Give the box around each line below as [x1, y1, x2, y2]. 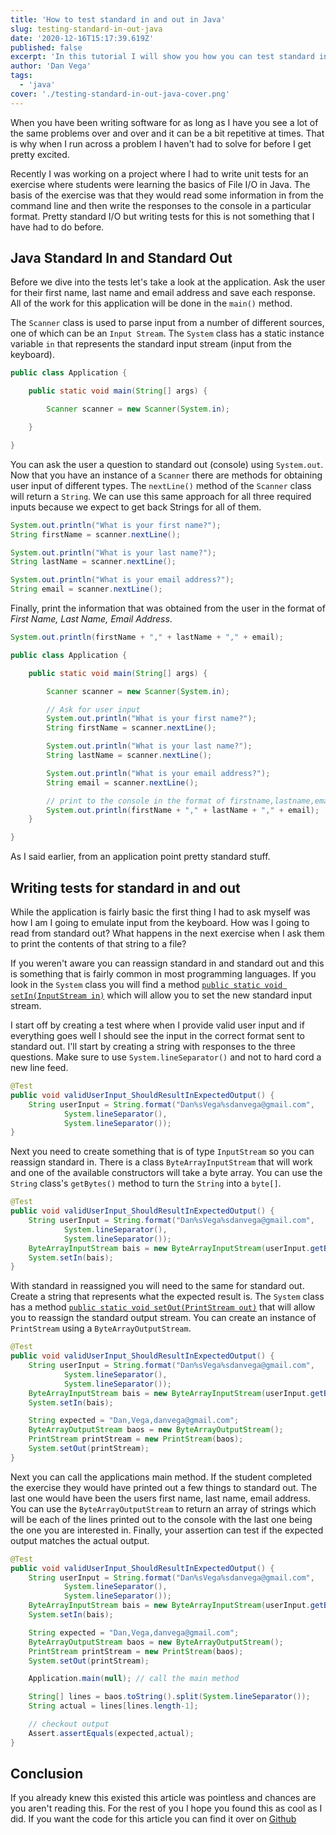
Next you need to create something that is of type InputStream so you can [10, 1146, 315, 1158]
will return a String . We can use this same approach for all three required [10, 490, 312, 502]
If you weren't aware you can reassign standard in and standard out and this [10, 957, 325, 969]
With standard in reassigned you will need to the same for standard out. [10, 1280, 305, 1292]
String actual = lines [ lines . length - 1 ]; [28, 1701, 199, 1711]
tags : [10, 71, 33, 81]
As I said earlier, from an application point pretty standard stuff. [10, 851, 271, 863]
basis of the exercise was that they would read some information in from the [10, 189, 324, 201]
